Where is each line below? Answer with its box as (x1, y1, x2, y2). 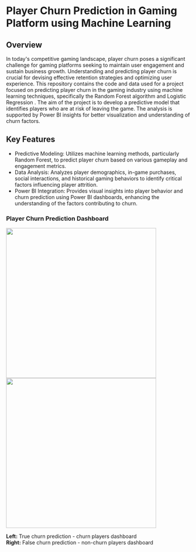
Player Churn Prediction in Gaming (6, 4, 177, 18)
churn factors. (6, 118, 40, 124)
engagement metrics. (14, 162, 66, 169)
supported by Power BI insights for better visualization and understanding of (6, 111, 190, 118)
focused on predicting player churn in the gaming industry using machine (6, 87, 183, 93)
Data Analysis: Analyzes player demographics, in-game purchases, (14, 169, 177, 176)
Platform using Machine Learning (6, 16, 171, 30)
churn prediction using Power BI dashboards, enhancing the (14, 193, 160, 200)
